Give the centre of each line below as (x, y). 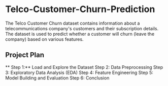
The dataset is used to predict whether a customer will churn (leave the (80, 34)
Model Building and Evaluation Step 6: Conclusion (57, 78)
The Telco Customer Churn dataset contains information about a (73, 23)
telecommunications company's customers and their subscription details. (82, 28)
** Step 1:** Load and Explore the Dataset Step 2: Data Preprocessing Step (84, 67)
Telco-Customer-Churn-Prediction (80, 9)
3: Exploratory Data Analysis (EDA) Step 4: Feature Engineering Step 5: (79, 72)
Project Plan (25, 55)
